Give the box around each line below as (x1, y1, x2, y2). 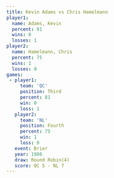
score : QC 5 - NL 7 (14, 163, 64, 169)
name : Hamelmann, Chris (12, 49, 72, 55)
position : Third (20, 89, 62, 95)
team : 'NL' (20, 117, 48, 123)
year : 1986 (14, 151, 43, 157)
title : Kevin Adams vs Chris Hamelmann (6, 9, 108, 15)
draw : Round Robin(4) (14, 157, 70, 163)
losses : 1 (12, 37, 37, 43)
